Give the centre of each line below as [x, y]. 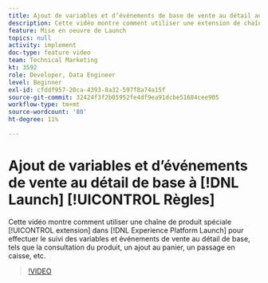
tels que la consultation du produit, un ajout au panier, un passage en [122, 247]
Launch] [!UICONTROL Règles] [112, 200]
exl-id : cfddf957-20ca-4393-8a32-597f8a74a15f [87, 90]
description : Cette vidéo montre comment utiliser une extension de [124, 23]
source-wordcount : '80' [48, 112]
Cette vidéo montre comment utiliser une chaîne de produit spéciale [120, 222]
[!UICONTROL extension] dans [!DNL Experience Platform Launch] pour [126, 230]
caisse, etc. [27, 255]
